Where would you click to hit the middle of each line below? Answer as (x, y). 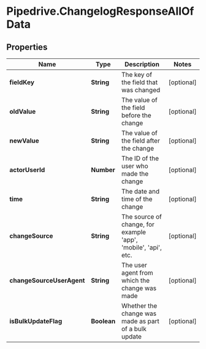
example (134, 232)
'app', (130, 240)
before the (136, 115)
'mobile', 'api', (142, 247)
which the (136, 280)
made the (135, 174)
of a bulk (134, 329)
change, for (138, 224)
